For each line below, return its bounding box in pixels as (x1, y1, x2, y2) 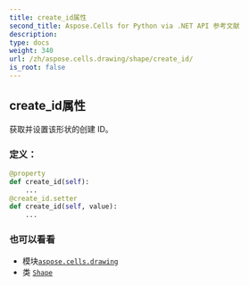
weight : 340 (9, 46, 54, 55)
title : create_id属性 (9, 13, 87, 22)
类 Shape (21, 266, 54, 277)
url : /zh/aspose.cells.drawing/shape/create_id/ (9, 55, 194, 63)
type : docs (9, 38, 50, 47)
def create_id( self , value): (9, 202, 118, 211)
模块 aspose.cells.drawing (21, 256, 119, 266)
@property (9, 169, 46, 178)
